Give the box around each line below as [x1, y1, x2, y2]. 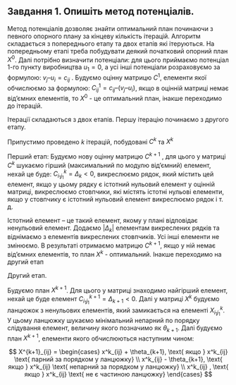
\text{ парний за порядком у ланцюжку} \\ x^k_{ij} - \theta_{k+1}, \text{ [13, 355, 223, 364]
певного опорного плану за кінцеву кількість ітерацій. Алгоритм [7, 32, 201, 40]
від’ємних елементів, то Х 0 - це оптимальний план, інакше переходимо [7, 93, 223, 102]
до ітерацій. [7, 102, 43, 110]
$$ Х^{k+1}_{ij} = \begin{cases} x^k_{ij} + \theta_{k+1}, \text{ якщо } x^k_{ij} [8, 348, 228, 356]
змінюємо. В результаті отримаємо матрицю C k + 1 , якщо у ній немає [7, 240, 216, 250]
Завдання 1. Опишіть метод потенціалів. [7, 6, 194, 18]
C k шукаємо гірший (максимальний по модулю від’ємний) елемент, [7, 160, 211, 169]
